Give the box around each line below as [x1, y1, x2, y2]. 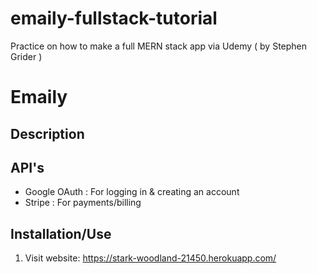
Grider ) [10, 50, 43, 62]
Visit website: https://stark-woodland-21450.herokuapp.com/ [24, 252, 277, 264]
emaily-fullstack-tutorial [10, 7, 218, 30]
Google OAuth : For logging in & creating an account [24, 186, 240, 198]
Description [10, 125, 85, 142]
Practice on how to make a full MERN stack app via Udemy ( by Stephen [10, 40, 308, 52]
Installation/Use [10, 225, 112, 242]
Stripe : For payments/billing [24, 197, 142, 209]
